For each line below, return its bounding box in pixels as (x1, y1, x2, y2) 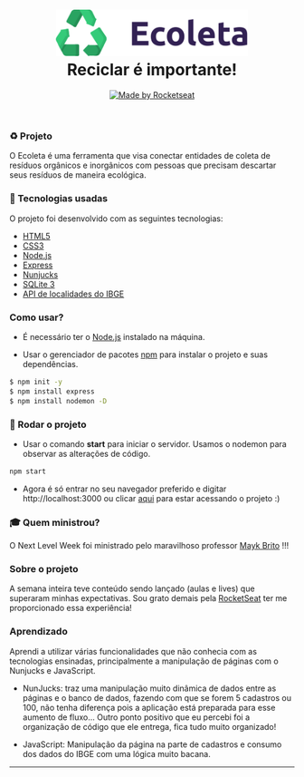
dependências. (22, 359, 79, 370)
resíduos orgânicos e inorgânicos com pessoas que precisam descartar (9, 160, 277, 171)
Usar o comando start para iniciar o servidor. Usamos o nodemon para (22, 438, 287, 449)
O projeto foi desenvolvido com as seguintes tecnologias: (9, 213, 223, 224)
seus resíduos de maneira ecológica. (9, 170, 147, 180)
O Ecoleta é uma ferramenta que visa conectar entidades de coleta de (9, 151, 271, 161)
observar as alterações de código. (22, 448, 151, 459)
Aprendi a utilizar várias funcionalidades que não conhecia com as (9, 646, 258, 656)
